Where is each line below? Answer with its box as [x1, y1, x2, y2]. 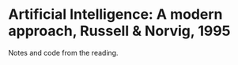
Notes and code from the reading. [8, 48, 119, 57]
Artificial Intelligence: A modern [8, 5, 223, 23]
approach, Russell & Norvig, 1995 [8, 22, 231, 40]
